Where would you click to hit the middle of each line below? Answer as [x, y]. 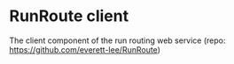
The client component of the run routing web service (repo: [117, 40]
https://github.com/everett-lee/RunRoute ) [85, 49]
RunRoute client [69, 16]
